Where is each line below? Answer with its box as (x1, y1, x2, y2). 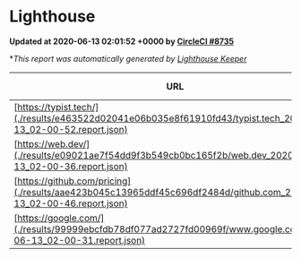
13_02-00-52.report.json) (13, 123, 128, 135)
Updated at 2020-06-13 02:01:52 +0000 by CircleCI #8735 (9, 36, 235, 47)
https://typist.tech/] (17, 100, 99, 113)
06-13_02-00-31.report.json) (13, 234, 146, 246)
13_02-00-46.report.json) (13, 197, 128, 210)
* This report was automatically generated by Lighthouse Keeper (9, 53, 247, 64)
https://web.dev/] (17, 137, 90, 150)
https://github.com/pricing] (17, 175, 132, 187)
